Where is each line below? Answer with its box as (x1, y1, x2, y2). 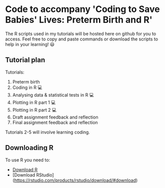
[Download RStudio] (12, 171, 54, 178)
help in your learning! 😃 (5, 41, 55, 47)
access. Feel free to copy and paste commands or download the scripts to (5, 36, 158, 42)
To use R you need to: (5, 156, 50, 163)
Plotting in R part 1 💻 (12, 99, 56, 105)
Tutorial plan (5, 56, 45, 64)
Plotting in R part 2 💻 (12, 106, 56, 113)
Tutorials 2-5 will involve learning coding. (5, 129, 90, 135)
